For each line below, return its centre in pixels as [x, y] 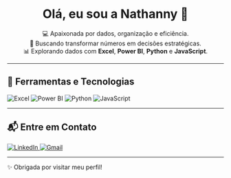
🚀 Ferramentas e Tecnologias [71, 82]
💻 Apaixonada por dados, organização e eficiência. [115, 33]
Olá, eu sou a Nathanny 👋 [115, 14]
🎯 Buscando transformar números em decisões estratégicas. [115, 43]
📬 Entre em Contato [52, 127]
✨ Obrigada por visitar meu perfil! [55, 167]
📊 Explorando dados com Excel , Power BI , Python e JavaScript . [115, 51]
